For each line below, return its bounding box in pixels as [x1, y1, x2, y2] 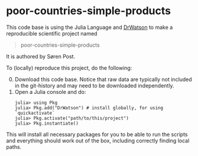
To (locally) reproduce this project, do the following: [6, 64, 132, 71]
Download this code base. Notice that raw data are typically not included [14, 76, 192, 83]
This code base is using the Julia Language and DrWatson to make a [6, 24, 173, 31]
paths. [6, 143, 22, 150]
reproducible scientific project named [6, 30, 98, 37]
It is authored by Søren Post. [6, 53, 76, 60]
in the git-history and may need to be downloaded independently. [14, 82, 174, 89]
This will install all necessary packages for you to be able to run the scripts [6, 131, 188, 138]
